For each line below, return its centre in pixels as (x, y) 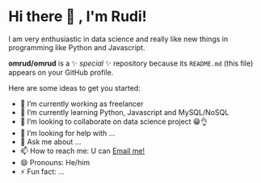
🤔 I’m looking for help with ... (67, 133)
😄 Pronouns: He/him (55, 162)
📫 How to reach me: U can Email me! (82, 151)
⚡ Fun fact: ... (42, 171)
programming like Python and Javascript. (77, 47)
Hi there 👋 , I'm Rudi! (78, 17)
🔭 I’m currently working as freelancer (82, 104)
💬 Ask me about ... (51, 142)
